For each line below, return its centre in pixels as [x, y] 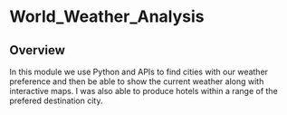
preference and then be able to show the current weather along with [137, 81]
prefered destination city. [56, 101]
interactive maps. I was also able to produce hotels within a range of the [143, 91]
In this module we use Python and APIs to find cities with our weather [139, 72]
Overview [38, 50]
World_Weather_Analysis [107, 17]
